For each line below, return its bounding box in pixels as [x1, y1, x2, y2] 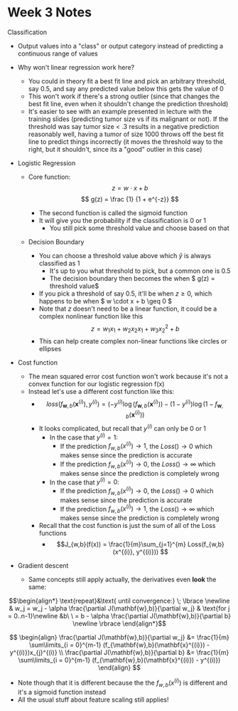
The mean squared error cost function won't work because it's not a [28, 372, 229, 381]
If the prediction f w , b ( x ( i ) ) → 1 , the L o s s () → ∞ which [60, 503, 215, 515]
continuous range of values [17, 49, 98, 58]
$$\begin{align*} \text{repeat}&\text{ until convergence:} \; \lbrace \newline [9, 596, 230, 606]
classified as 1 [38, 259, 80, 267]
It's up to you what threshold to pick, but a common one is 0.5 [49, 266, 231, 275]
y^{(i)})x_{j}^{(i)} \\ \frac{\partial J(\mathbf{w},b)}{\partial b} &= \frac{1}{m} [9, 648, 229, 657]
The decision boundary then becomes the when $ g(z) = [49, 274, 215, 282]
